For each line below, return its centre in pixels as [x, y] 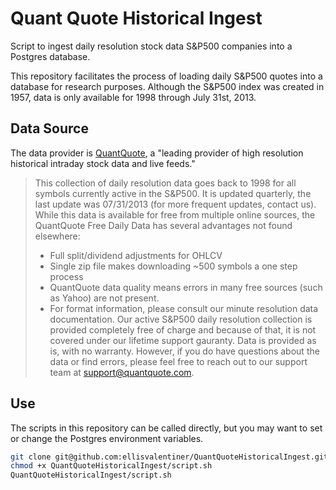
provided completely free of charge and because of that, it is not [183, 329]
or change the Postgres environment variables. [107, 438]
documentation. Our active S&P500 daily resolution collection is [181, 319]
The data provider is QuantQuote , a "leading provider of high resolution [157, 153]
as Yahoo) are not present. [104, 298]
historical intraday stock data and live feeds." [103, 163]
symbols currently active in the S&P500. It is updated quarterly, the [173, 193]
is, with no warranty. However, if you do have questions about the [184, 351]
